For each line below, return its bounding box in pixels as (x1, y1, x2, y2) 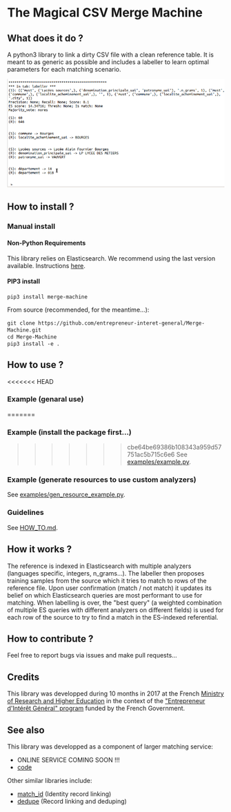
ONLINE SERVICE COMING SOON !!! (17, 755, 121, 764)
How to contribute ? (7, 633, 94, 644)
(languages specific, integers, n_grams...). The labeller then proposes (7, 569, 205, 577)
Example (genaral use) (7, 394, 84, 404)
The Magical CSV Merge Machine (7, 5, 203, 21)
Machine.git (7, 326, 41, 334)
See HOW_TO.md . (7, 523, 59, 531)
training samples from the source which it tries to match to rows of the (7, 576, 207, 585)
